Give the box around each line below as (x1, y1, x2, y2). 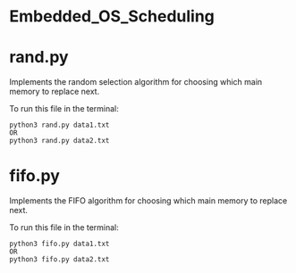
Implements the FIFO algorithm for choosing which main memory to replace (9, 195, 288, 206)
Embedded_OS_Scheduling (9, 6, 215, 27)
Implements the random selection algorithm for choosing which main (9, 77, 263, 87)
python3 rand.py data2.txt (9, 136, 110, 145)
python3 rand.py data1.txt (9, 120, 110, 130)
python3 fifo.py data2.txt (9, 255, 110, 264)
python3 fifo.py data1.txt (9, 239, 110, 249)
